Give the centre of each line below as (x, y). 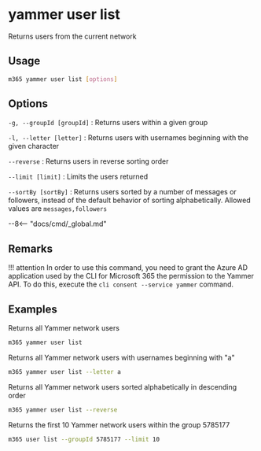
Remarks (31, 248)
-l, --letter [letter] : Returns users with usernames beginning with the (129, 138)
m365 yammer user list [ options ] (63, 79)
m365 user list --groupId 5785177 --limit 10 (84, 439)
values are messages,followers (58, 209)
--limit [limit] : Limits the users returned (78, 177)
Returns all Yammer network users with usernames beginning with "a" (121, 357)
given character (34, 146)
